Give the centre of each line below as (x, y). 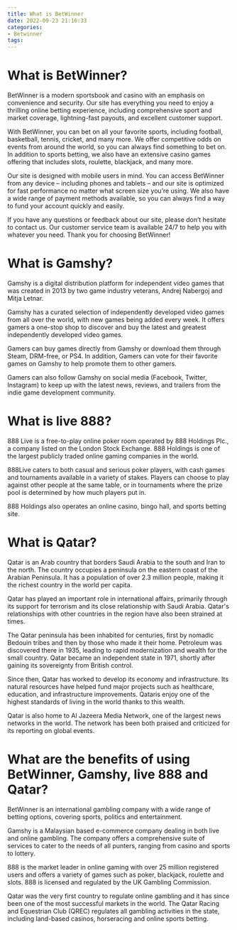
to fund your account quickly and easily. (66, 206)
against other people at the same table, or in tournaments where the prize (115, 485)
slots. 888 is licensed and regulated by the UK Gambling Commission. (109, 882)
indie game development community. (61, 392)
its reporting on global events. (51, 730)
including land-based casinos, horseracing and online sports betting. (108, 919)
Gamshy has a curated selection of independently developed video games (116, 312)
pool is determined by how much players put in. (77, 492)
